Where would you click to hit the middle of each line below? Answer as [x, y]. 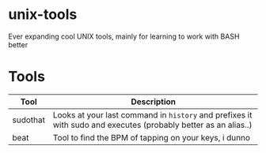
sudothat [29, 120]
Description [153, 102]
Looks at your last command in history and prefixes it [152, 114]
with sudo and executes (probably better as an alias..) [152, 125]
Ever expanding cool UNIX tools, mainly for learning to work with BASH [124, 36]
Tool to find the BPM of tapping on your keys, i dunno [152, 137]
